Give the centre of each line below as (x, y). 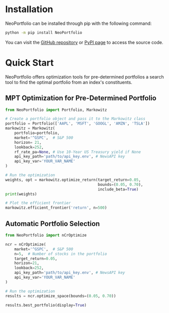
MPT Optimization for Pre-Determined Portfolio (81, 98)
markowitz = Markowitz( (30, 128)
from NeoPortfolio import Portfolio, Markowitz (56, 110)
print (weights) (21, 194)
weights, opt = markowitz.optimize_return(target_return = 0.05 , (73, 180)
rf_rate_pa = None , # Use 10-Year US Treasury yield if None (78, 152)
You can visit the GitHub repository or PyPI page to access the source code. (84, 42)
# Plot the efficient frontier (38, 203)
